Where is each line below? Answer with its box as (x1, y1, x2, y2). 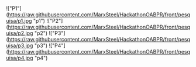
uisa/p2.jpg (6, 30, 33, 37)
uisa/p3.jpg (6, 42, 33, 49)
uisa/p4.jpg (6, 55, 33, 61)
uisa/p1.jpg (6, 17, 32, 24)
